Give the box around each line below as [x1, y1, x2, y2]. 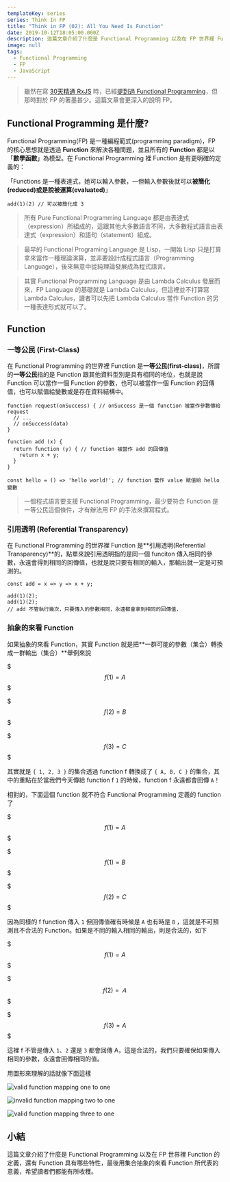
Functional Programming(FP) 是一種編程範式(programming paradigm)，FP [7, 137, 216, 145]
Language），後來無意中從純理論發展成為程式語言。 [23, 262, 170, 271]
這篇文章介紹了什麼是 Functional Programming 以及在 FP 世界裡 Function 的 [7, 1150, 220, 1159]
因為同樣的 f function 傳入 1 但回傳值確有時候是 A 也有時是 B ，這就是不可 [7, 918, 214, 926]
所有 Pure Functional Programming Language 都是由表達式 [23, 214, 190, 222]
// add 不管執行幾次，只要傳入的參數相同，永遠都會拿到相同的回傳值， [7, 606, 181, 613]
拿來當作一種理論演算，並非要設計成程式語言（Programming [23, 254, 194, 262]
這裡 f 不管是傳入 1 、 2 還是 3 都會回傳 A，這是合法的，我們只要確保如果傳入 [7, 1046, 220, 1054]
